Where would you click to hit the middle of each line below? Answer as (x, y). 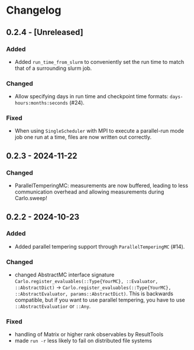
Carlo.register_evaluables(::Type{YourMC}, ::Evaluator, (86, 282)
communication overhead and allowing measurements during (89, 192)
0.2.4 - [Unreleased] (45, 32)
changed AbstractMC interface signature (64, 275)
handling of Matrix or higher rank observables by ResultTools (89, 335)
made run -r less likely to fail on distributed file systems (83, 341)
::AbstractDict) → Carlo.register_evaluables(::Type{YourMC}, (93, 287)
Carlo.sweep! (31, 198)
